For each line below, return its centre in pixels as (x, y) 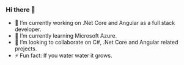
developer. (28, 29)
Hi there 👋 (21, 10)
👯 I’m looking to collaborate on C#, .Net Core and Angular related (96, 43)
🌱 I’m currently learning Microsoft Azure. (66, 36)
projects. (26, 49)
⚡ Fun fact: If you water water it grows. (63, 56)
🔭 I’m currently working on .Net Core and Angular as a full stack (95, 23)
